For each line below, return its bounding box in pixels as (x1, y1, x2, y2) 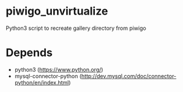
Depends (6, 46, 53, 60)
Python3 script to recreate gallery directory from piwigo (6, 24, 146, 32)
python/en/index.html (14, 79, 69, 86)
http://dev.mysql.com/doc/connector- (81, 72, 177, 80)
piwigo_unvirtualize (6, 4, 108, 18)
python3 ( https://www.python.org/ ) (14, 66, 103, 73)
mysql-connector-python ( (14, 72, 82, 80)
